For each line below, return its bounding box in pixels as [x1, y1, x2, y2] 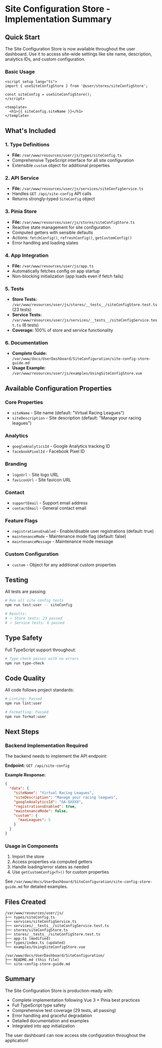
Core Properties [5, 399, 44, 406]
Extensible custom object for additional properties [12, 162, 110, 168]
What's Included [5, 126, 56, 135]
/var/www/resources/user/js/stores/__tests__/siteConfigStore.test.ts [12, 303, 158, 307]
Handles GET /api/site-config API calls [12, 191, 92, 197]
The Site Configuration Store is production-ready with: [5, 987, 114, 994]
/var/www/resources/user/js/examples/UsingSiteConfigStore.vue [12, 371, 143, 376]
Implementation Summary [5, 14, 112, 25]
